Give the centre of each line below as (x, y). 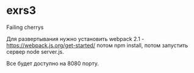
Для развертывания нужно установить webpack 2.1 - (75, 39)
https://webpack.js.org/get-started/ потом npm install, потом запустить (97, 45)
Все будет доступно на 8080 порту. (53, 63)
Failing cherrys (25, 27)
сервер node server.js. (35, 51)
